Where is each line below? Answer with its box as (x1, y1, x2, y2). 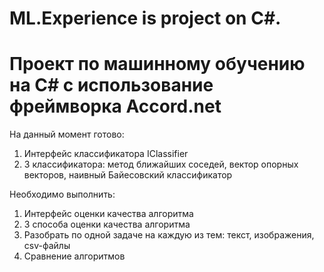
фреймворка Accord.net (9, 95, 222, 118)
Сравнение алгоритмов (23, 250, 126, 262)
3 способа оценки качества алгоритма (23, 218, 191, 231)
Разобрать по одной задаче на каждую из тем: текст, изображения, (23, 229, 315, 241)
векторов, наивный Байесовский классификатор (23, 169, 233, 181)
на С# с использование (9, 74, 214, 97)
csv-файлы (23, 240, 71, 252)
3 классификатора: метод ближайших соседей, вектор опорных (23, 158, 299, 171)
